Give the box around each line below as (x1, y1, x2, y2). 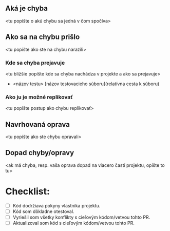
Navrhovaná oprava (5, 120, 70, 129)
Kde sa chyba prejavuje (5, 59, 65, 66)
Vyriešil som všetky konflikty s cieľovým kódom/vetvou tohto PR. (12, 214, 150, 220)
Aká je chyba (5, 4, 48, 13)
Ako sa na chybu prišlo (5, 33, 80, 42)
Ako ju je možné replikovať (5, 93, 73, 101)
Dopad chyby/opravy (5, 148, 74, 157)
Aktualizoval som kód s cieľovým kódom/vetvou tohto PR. (12, 220, 135, 226)
